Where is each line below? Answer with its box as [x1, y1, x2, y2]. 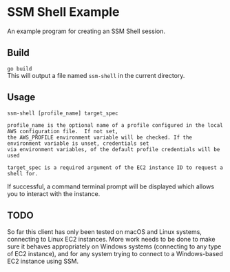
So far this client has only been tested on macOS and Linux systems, [7, 228, 202, 236]
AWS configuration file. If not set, [7, 128, 118, 135]
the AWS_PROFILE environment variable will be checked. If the [7, 134, 193, 141]
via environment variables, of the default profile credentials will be [7, 146, 220, 153]
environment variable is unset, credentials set [7, 139, 149, 147]
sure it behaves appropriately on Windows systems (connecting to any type [7, 242, 222, 251]
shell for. [7, 170, 39, 177]
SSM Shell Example [7, 4, 120, 20]
